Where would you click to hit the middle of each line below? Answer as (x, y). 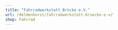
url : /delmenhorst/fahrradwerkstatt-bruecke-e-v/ (59, 15)
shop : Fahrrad (20, 19)
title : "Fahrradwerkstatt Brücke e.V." (48, 10)
